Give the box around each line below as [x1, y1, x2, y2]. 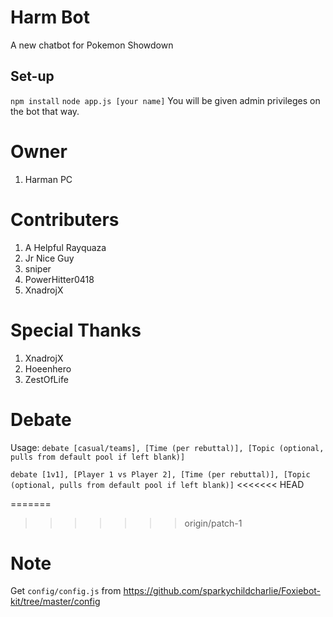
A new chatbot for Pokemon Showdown [10, 39, 174, 51]
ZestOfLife [24, 373, 69, 385]
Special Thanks [10, 319, 142, 341]
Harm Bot [10, 6, 90, 29]
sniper [24, 262, 52, 275]
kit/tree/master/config [10, 596, 101, 608]
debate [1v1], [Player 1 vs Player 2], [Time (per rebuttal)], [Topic [10, 469, 311, 480]
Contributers [10, 208, 120, 231]
